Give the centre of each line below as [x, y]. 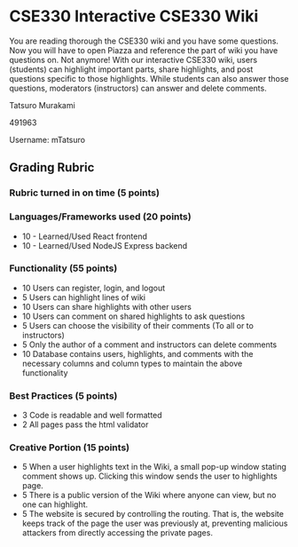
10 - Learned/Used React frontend [85, 236]
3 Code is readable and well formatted [92, 416]
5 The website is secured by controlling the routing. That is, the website [153, 514]
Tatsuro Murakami [42, 105]
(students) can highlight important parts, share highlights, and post [131, 69]
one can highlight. [55, 504]
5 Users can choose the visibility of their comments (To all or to [138, 325]
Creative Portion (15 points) [70, 448]
